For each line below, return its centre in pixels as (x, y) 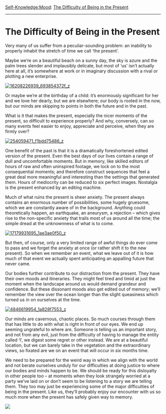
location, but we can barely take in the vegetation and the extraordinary (78, 345)
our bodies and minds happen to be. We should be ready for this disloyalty (81, 370)
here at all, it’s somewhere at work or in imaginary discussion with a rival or (82, 71)
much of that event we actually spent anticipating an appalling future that (80, 258)
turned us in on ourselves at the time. (43, 299)
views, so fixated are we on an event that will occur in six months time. (77, 350)
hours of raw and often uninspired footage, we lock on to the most (72, 166)
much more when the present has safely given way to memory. (69, 397)
